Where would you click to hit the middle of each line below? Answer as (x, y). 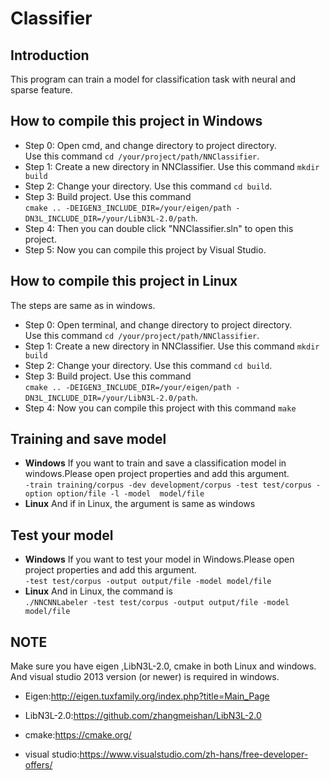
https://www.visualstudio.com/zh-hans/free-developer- (194, 754)
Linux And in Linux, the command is (98, 591)
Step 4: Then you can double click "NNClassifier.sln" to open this (159, 228)
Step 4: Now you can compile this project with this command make (160, 408)
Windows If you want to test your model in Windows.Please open (159, 559)
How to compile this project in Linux (124, 281)
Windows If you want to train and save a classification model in (155, 463)
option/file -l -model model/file (130, 494)
